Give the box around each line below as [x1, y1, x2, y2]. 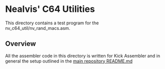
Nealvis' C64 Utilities [5, 3, 95, 15]
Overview [5, 40, 36, 48]
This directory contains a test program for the [5, 20, 99, 26]
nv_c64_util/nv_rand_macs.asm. [5, 25, 70, 31]
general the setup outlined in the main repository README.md [5, 58, 132, 64]
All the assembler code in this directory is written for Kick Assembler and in [5, 53, 160, 59]
